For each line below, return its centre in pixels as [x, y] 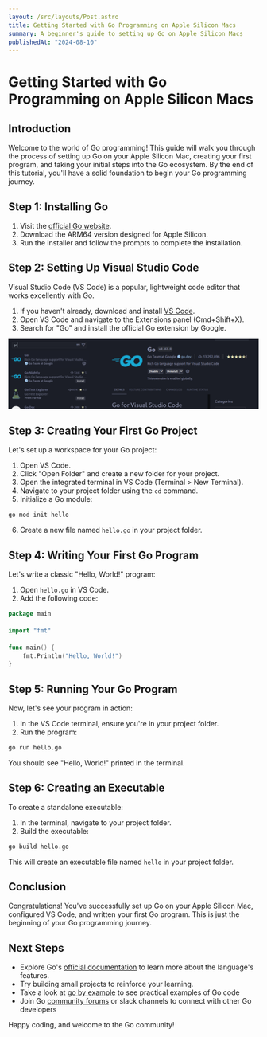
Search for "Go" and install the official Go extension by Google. [123, 327]
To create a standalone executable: [66, 807]
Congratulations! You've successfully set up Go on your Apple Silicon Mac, [131, 906]
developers [38, 1010]
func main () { [32, 648]
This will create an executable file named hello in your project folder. [121, 862]
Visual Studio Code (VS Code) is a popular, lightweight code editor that [124, 287]
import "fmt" [30, 630]
